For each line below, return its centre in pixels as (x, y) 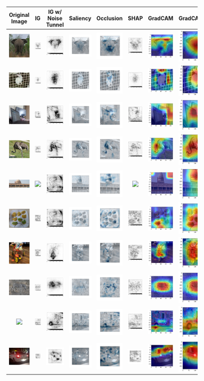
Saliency (80, 18)
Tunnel (55, 24)
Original (19, 15)
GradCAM (161, 18)
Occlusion (110, 18)
